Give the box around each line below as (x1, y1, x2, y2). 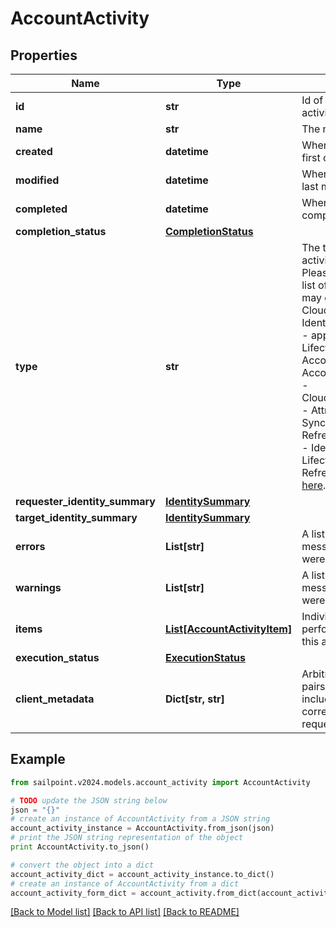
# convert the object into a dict (10, 860, 155, 870)
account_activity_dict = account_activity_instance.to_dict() (10, 869, 275, 879)
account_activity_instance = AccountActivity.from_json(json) (10, 823, 275, 834)
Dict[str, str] (164, 692, 225, 706)
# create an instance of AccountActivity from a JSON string (10, 814, 271, 824)
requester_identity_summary (15, 495, 156, 508)
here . (301, 478, 327, 492)
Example (10, 751, 66, 768)
